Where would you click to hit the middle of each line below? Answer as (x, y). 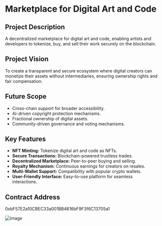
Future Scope (26, 97)
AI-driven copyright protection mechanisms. (56, 113)
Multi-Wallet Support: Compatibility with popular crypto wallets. (77, 171)
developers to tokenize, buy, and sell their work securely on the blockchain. (81, 44)
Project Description (35, 27)
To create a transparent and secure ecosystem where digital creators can (79, 71)
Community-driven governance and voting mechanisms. (68, 124)
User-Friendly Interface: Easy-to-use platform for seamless (72, 177)
